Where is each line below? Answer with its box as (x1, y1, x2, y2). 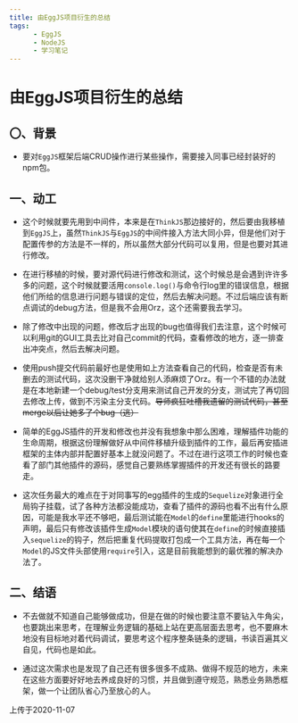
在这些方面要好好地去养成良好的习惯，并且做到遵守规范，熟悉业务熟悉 (21, 674, 281, 685)
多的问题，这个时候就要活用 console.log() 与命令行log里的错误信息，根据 (21, 279, 290, 290)
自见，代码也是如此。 (21, 644, 101, 654)
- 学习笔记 (32, 46, 69, 55)
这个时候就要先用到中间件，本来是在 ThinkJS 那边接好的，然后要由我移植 (21, 216, 286, 227)
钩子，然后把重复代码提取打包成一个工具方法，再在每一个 (74, 534, 286, 544)
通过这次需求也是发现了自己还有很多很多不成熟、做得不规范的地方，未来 (21, 662, 288, 674)
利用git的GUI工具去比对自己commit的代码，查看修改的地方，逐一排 (29, 332, 277, 343)
